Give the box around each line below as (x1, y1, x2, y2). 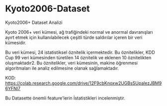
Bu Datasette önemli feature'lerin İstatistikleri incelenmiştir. (5, 95, 125, 101)
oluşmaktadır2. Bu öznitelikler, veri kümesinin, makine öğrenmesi (5, 60, 138, 66)
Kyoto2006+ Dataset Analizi (5, 19, 63, 25)
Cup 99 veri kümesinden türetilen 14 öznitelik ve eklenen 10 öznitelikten (5, 54, 152, 60)
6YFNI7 (5, 85, 21, 91)
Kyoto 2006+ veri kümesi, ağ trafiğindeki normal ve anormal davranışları (5, 29, 153, 35)
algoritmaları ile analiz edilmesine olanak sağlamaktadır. (5, 65, 119, 71)
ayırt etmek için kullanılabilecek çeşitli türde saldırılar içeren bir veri (5, 34, 143, 40)
